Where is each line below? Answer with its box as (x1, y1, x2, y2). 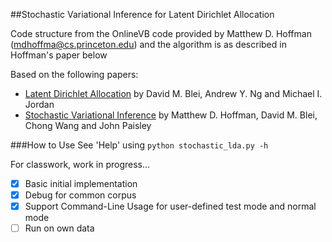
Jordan (24, 99, 55, 110)
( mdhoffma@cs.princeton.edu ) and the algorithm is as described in (10, 39, 287, 50)
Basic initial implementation (24, 178, 138, 189)
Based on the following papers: (10, 69, 139, 80)
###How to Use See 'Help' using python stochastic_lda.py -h (10, 139, 269, 151)
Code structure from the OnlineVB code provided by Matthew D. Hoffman (10, 28, 312, 39)
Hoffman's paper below (10, 49, 108, 61)
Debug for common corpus (24, 189, 137, 201)
